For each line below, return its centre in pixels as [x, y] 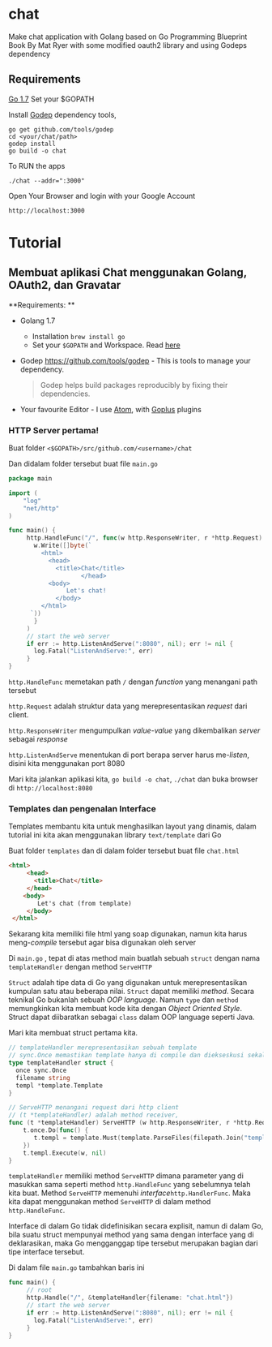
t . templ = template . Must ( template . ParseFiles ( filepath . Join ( [139, 1138]
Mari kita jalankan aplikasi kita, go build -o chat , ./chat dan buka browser [133, 779]
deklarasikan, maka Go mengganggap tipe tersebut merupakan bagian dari [133, 1243]
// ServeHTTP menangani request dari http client [94, 1108]
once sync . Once [41, 1070]
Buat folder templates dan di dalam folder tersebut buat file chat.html [124, 851]
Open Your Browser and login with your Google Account [102, 196]
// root [39, 1290]
